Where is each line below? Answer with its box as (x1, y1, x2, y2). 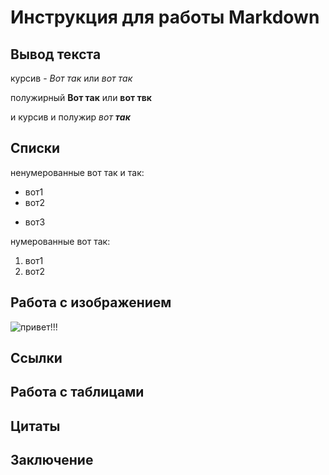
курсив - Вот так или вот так (10, 72, 133, 84)
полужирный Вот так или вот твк (10, 92, 152, 103)
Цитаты (10, 417, 61, 435)
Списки (10, 140, 61, 157)
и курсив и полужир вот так (10, 111, 131, 123)
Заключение (10, 452, 94, 469)
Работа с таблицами (10, 384, 145, 401)
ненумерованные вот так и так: (10, 166, 145, 178)
